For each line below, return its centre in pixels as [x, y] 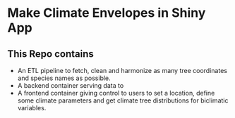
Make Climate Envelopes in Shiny [107, 13]
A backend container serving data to [71, 85]
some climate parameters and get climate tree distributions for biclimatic [123, 100]
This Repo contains [50, 54]
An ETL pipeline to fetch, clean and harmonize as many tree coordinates [122, 71]
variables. [32, 108]
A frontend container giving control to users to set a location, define [116, 93]
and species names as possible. [64, 78]
